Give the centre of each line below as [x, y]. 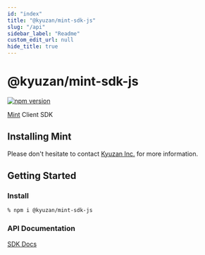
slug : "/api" [26, 27]
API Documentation [42, 228]
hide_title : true [33, 46]
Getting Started [42, 176]
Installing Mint [39, 137]
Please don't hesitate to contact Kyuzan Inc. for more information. [103, 154]
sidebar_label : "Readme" [44, 33]
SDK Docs [22, 244]
